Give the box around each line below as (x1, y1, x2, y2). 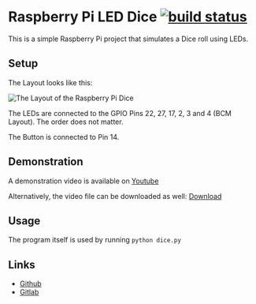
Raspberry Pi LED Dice (8, 8, 158, 26)
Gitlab (19, 287, 39, 297)
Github (19, 279, 42, 288)
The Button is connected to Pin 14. (8, 132, 120, 141)
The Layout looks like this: (8, 77, 93, 87)
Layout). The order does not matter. (8, 117, 124, 126)
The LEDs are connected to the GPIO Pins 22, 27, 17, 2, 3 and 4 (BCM (8, 108, 232, 118)
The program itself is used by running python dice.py (8, 235, 181, 245)
